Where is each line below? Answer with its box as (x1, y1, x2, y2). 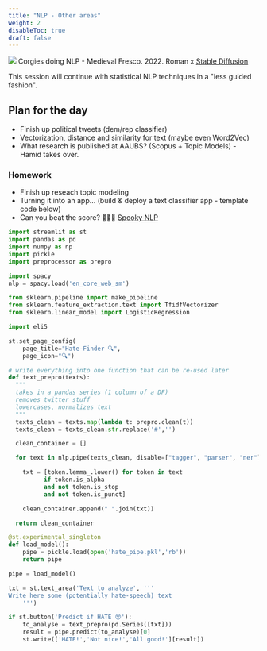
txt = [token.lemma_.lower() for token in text (22, 468, 183, 476)
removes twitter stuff (15, 396, 91, 404)
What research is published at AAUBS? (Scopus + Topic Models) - (19, 141, 237, 151)
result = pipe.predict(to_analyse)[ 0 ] (22, 628, 151, 636)
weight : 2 (8, 19, 41, 27)
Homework (8, 169, 52, 180)
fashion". (8, 80, 37, 90)
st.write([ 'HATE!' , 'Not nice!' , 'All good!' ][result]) (22, 636, 204, 644)
